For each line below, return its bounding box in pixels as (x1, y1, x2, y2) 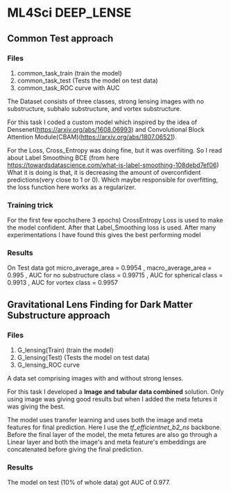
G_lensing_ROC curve (17, 361, 80, 369)
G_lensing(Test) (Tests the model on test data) (17, 354, 151, 362)
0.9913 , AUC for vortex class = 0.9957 (7, 279, 118, 287)
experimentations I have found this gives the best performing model (7, 231, 201, 239)
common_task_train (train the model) (17, 69, 123, 77)
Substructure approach (7, 309, 111, 321)
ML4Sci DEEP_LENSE (7, 5, 132, 21)
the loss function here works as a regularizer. (7, 182, 137, 191)
